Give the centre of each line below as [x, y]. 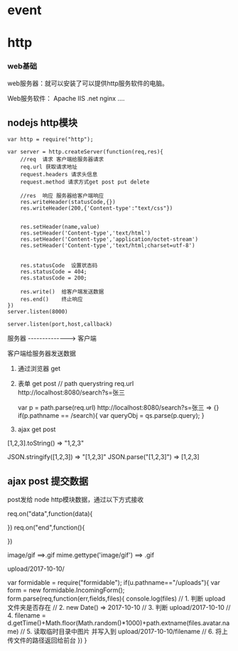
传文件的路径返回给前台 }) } [47, 640]
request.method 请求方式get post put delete [85, 182]
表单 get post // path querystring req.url [76, 384]
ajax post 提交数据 [48, 481]
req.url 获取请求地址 [49, 167]
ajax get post [37, 429]
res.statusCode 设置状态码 [59, 266]
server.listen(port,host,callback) [60, 324]
